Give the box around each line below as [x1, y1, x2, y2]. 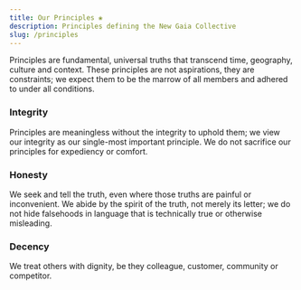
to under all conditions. [9, 83, 95, 95]
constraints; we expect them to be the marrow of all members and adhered [9, 74, 288, 85]
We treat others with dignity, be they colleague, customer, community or [9, 261, 278, 272]
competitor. [9, 270, 52, 281]
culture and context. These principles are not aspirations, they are [9, 64, 255, 75]
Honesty [9, 168, 48, 181]
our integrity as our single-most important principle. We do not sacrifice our [9, 136, 291, 147]
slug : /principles [9, 30, 79, 39]
